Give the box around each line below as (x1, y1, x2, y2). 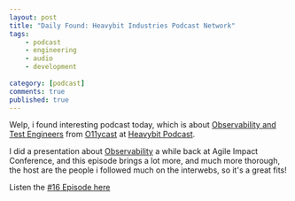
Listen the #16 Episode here (9, 182, 111, 193)
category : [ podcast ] (9, 79, 86, 88)
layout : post (9, 12, 58, 22)
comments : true (9, 87, 66, 96)
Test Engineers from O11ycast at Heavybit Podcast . (9, 129, 196, 140)
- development (25, 63, 77, 72)
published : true (9, 95, 69, 104)
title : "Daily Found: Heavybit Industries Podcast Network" (9, 21, 237, 30)
